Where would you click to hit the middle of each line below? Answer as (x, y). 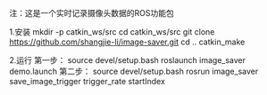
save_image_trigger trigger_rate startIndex (87, 81)
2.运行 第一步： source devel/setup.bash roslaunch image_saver (128, 60)
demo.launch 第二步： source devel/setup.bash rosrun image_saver (134, 71)
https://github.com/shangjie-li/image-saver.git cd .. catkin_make (127, 42)
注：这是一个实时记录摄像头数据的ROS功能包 (92, 13)
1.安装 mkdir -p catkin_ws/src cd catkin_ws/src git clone (112, 32)
